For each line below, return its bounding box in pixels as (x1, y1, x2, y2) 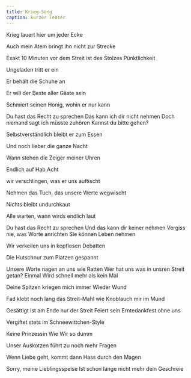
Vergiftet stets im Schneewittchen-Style (6, 318, 105, 326)
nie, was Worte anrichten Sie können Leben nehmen (6, 230, 136, 238)
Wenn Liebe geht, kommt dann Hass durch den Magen (6, 353, 141, 361)
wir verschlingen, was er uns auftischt (6, 177, 100, 184)
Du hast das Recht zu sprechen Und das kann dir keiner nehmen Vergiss (6, 224, 186, 231)
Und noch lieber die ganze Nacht (6, 142, 88, 149)
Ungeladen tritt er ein (6, 66, 59, 73)
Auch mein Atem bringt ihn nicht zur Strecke (6, 43, 116, 50)
